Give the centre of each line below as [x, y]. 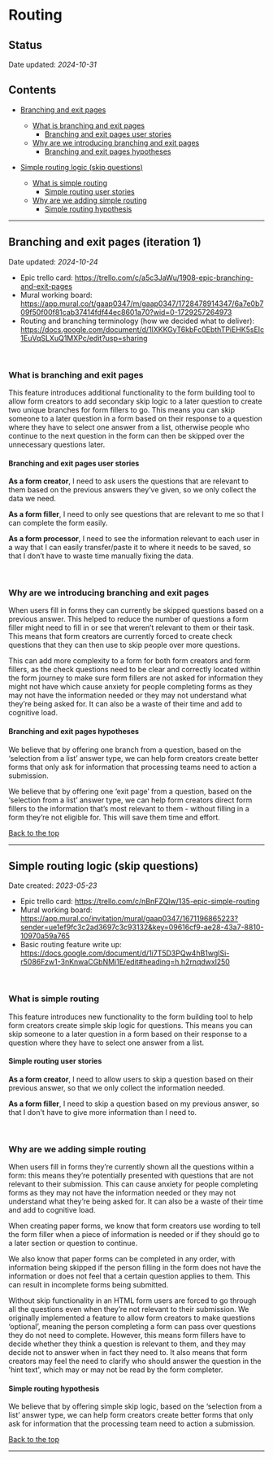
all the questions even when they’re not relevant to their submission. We [129, 1309]
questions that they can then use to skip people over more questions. [124, 645]
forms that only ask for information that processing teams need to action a [133, 767]
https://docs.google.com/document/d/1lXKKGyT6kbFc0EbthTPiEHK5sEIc [142, 329]
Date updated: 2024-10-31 [53, 64]
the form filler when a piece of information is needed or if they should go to [134, 1235]
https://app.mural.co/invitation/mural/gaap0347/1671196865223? [129, 919]
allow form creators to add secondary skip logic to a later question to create [135, 401]
